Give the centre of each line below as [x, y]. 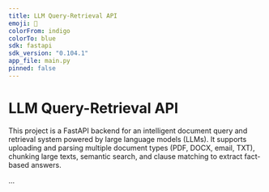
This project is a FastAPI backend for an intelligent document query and [128, 131]
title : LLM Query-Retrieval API [63, 16]
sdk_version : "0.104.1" [49, 53]
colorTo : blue [32, 38]
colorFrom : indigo [39, 31]
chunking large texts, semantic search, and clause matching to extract [126, 156]
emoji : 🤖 [23, 23]
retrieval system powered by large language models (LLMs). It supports [128, 139]
